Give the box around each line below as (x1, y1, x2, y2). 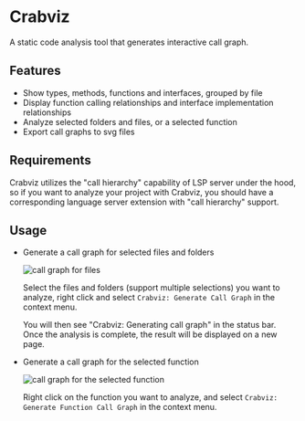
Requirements (9, 153, 91, 168)
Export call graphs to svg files (22, 126, 135, 137)
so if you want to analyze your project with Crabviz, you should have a (9, 186, 274, 197)
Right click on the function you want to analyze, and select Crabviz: (22, 392, 279, 403)
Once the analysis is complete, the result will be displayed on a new (22, 329, 278, 340)
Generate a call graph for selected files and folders (22, 247, 215, 258)
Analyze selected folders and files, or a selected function (22, 116, 237, 127)
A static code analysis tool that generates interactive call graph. (9, 37, 249, 47)
